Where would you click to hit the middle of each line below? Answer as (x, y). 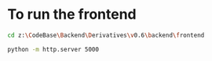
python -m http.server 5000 (53, 49)
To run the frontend (72, 14)
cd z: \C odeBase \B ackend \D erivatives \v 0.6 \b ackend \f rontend (106, 35)
